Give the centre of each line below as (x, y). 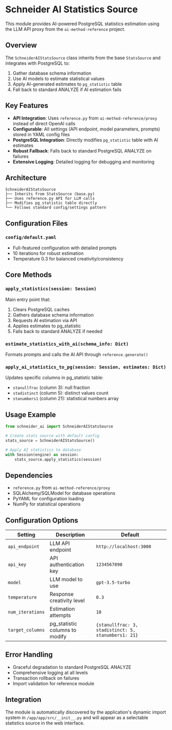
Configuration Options (42, 520)
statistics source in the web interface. (45, 723)
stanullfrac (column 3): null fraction (51, 388)
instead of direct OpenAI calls (44, 123)
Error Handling (29, 655)
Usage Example (31, 415)
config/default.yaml (31, 237)
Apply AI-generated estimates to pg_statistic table (67, 84)
